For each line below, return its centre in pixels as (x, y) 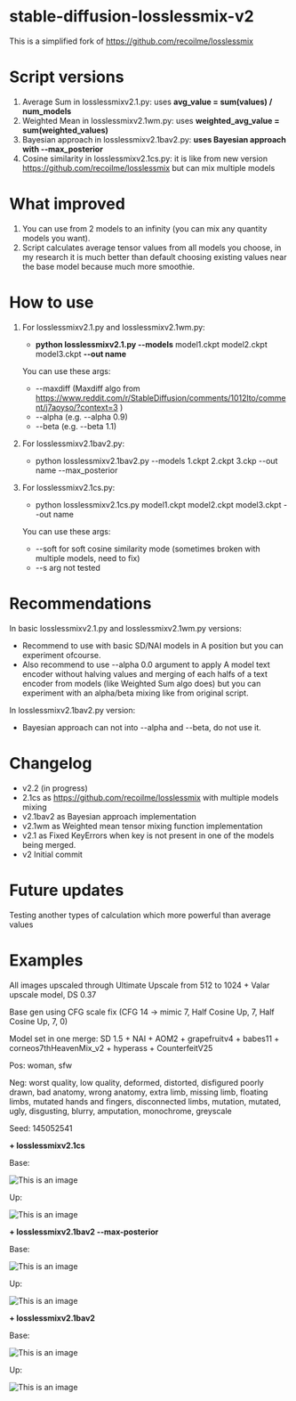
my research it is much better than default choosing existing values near (154, 257)
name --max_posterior (76, 470)
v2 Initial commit (52, 854)
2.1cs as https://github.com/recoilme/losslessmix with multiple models (150, 797)
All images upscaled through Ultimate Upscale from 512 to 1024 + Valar (140, 985)
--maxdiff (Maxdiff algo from (88, 388)
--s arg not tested (68, 567)
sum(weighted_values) (65, 130)
